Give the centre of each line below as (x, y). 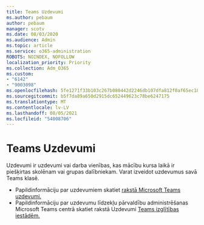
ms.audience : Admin (31, 40)
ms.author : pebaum (29, 18)
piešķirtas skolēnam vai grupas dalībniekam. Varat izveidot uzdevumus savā (102, 172)
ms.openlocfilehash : (32, 91)
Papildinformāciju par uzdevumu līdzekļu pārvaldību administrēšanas (101, 203)
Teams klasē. (23, 178)
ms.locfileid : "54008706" (39, 119)
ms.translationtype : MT (36, 102)
